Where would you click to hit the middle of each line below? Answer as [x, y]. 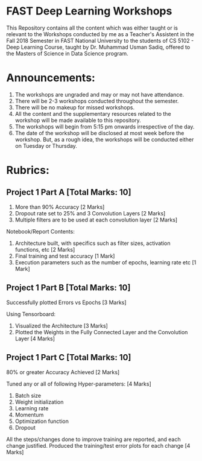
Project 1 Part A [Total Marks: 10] [69, 192]
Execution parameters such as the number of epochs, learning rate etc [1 [106, 262]
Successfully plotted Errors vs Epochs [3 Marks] [66, 302]
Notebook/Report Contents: [41, 231]
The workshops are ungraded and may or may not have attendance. [99, 94]
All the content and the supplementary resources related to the [93, 113]
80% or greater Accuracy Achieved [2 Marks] [63, 372]
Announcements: [51, 78]
